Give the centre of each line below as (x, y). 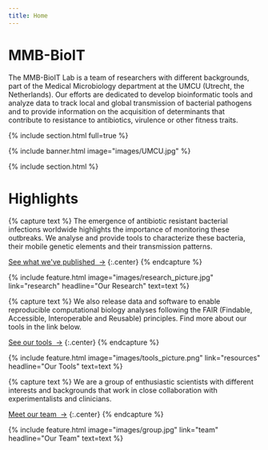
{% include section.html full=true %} (68, 135)
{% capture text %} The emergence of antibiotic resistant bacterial (118, 221)
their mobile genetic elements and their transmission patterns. (111, 246)
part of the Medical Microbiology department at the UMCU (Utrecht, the (126, 86)
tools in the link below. (45, 327)
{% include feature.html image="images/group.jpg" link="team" (113, 429)
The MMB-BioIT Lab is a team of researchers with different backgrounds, (129, 78)
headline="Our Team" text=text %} (66, 438)
